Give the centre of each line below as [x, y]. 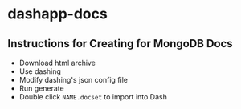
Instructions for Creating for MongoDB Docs [120, 44]
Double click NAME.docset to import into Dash [93, 97]
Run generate [42, 88]
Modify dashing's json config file [73, 80]
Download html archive [57, 63]
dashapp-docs [57, 14]
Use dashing [40, 71]
